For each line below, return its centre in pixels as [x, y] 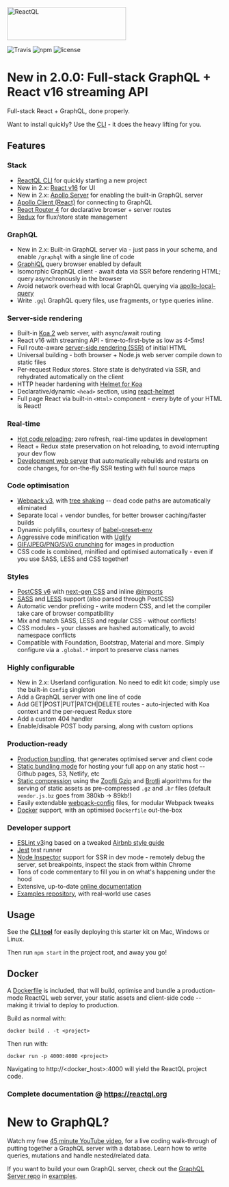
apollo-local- [198, 286]
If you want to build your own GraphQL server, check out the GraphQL [106, 1169]
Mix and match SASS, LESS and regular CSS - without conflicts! [107, 621]
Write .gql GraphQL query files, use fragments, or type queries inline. [115, 300]
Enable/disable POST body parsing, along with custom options [105, 726]
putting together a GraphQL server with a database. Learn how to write [107, 1149]
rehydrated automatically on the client [70, 377]
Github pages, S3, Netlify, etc [58, 774]
